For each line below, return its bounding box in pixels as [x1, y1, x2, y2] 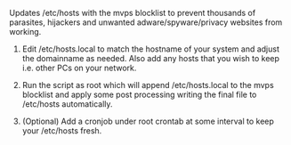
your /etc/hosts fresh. [21, 125, 102, 136]
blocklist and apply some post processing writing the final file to [21, 89, 257, 100]
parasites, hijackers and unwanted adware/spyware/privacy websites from [9, 17, 283, 28]
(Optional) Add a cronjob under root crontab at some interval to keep [21, 116, 274, 126]
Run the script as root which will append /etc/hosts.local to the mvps [21, 80, 274, 90]
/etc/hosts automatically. [21, 99, 113, 109]
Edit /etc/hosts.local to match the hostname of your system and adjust [21, 44, 280, 54]
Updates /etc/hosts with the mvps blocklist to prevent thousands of [9, 8, 256, 18]
